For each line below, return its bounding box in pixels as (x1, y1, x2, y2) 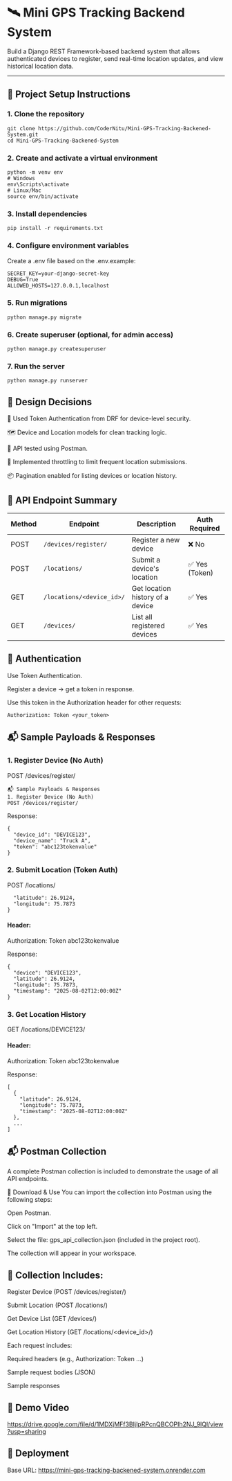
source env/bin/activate (7, 193, 79, 200)
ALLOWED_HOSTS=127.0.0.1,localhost (7, 282, 110, 289)
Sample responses (7, 1382, 60, 1390)
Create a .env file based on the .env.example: (7, 256, 136, 265)
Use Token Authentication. (7, 671, 83, 680)
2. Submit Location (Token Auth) (7, 865, 119, 875)
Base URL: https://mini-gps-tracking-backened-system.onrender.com (7, 1466, 206, 1474)
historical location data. (7, 62, 74, 70)
